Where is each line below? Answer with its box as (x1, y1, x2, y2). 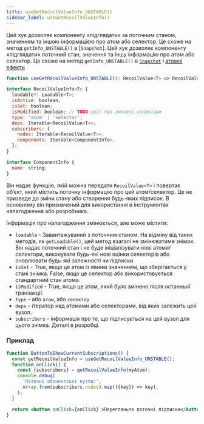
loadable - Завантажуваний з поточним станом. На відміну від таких (15, 231, 193, 238)
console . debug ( (17, 373, 56, 379)
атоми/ (152, 244, 171, 251)
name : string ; (12, 165, 47, 171)
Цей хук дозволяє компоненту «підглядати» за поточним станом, (6, 31, 177, 38)
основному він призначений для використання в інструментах (6, 201, 169, 208)
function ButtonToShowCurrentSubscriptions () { (6, 350, 129, 356)
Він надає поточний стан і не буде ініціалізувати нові (15, 244, 152, 251)
